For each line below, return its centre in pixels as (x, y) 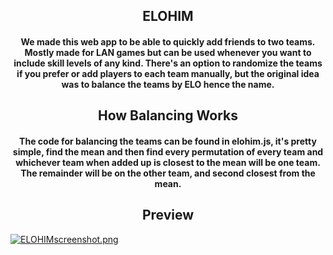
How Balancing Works (168, 115)
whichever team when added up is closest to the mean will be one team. (168, 162)
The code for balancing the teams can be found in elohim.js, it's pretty (168, 141)
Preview (168, 215)
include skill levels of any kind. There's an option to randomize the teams (168, 63)
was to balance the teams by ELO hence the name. (168, 84)
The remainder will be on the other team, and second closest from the (168, 173)
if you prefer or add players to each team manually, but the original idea (168, 73)
